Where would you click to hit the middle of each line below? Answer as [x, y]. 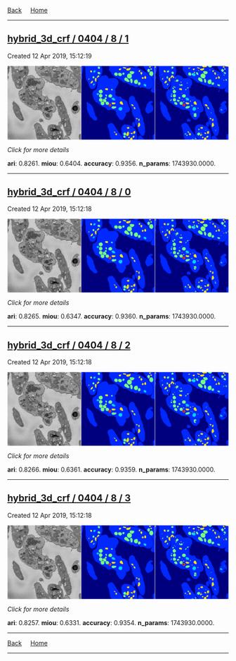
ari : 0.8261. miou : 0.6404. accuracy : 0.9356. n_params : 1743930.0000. [112, 163]
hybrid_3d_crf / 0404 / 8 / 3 [69, 499]
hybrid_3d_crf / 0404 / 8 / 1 [68, 39]
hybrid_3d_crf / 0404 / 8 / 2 [69, 345]
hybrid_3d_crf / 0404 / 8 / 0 [69, 192]
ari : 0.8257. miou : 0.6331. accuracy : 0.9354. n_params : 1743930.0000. [111, 622]
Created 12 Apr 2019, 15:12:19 [50, 56]
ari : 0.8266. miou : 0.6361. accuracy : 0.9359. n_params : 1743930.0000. [111, 469]
